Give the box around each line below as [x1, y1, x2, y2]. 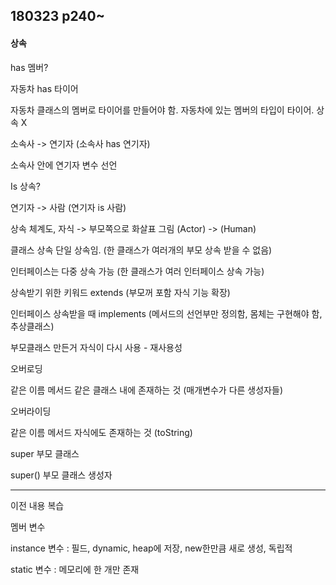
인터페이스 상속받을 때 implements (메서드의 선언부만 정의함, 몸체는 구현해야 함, [10, 307, 323, 319]
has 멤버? [10, 61, 49, 73]
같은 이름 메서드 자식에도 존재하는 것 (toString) [10, 426, 193, 438]
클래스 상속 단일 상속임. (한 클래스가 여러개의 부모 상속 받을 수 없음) [10, 244, 273, 256]
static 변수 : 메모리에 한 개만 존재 [10, 563, 140, 575]
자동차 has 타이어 [10, 82, 79, 94]
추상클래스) [10, 320, 55, 332]
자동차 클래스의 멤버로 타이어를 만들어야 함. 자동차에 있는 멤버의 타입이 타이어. [10, 104, 315, 116]
